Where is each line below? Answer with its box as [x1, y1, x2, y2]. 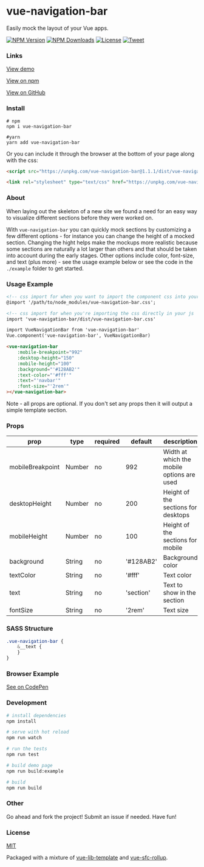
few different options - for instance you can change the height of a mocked [6, 232, 194, 239]
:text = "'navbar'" [17, 378, 61, 384]
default [131, 437, 152, 446]
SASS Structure [6, 625, 53, 633]
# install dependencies [6, 712, 67, 718]
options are [163, 470, 195, 479]
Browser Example [6, 670, 59, 678]
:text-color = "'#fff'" [17, 372, 72, 378]
